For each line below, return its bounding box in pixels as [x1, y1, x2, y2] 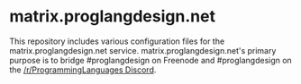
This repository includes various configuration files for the [9, 36, 225, 46]
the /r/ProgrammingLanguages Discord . [9, 64, 157, 75]
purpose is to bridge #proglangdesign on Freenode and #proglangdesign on [9, 55, 293, 65]
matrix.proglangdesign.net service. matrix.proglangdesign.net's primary [9, 45, 277, 55]
